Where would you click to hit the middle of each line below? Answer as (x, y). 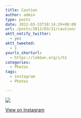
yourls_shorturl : (24, 53)
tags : (11, 72)
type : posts (18, 19)
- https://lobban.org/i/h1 (38, 57)
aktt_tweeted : (20, 43)
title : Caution (21, 10)
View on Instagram (25, 110)
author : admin (20, 15)
